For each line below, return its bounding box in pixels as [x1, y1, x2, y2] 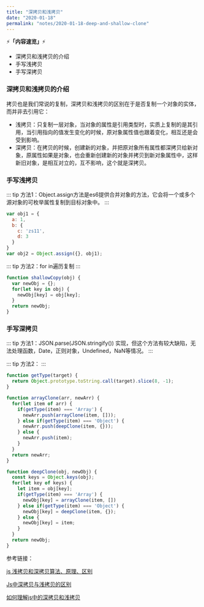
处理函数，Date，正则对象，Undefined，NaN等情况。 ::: [11, 347, 153, 355]
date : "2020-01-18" [6, 15, 56, 21]
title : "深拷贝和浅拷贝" [6, 9, 63, 15]
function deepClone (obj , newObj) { [6, 469, 97, 475]
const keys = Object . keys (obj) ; [12, 474, 95, 481]
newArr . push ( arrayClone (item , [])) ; [22, 412, 116, 418]
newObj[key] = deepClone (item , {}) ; [22, 508, 116, 515]
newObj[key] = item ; [22, 520, 75, 526]
